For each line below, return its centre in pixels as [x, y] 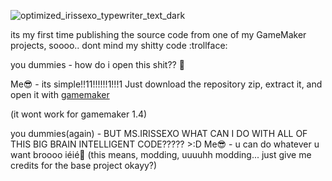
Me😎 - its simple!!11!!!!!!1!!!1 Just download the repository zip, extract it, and [166, 84]
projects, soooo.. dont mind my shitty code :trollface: [119, 45]
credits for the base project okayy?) [84, 165]
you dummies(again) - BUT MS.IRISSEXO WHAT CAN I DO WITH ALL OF [159, 133]
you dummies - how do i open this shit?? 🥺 [97, 64]
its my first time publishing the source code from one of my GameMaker [158, 34]
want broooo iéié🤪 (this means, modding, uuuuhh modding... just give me [161, 154]
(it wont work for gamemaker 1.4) [79, 114]
